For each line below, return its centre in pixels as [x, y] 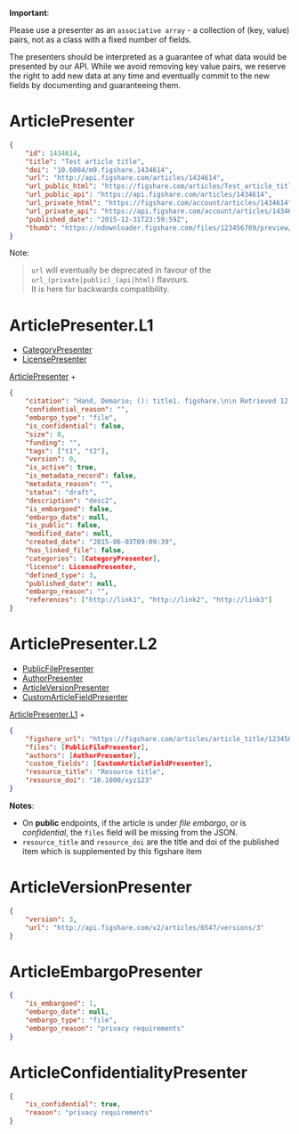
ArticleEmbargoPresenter [106, 971]
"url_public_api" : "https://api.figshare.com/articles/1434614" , [149, 195]
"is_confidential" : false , [75, 426]
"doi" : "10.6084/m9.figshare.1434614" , [99, 170]
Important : [29, 13]
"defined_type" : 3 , [61, 575]
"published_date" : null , [71, 583]
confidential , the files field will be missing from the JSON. [130, 832]
